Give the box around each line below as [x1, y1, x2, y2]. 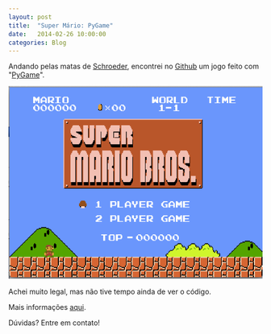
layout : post [8, 13, 52, 21]
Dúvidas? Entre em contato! [8, 318, 101, 328]
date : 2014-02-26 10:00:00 [8, 30, 106, 38]
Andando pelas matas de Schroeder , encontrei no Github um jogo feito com [8, 61, 260, 72]
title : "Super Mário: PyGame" [8, 21, 114, 30]
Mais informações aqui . [8, 302, 86, 311]
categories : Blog [8, 39, 67, 47]
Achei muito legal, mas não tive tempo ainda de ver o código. [8, 287, 212, 296]
